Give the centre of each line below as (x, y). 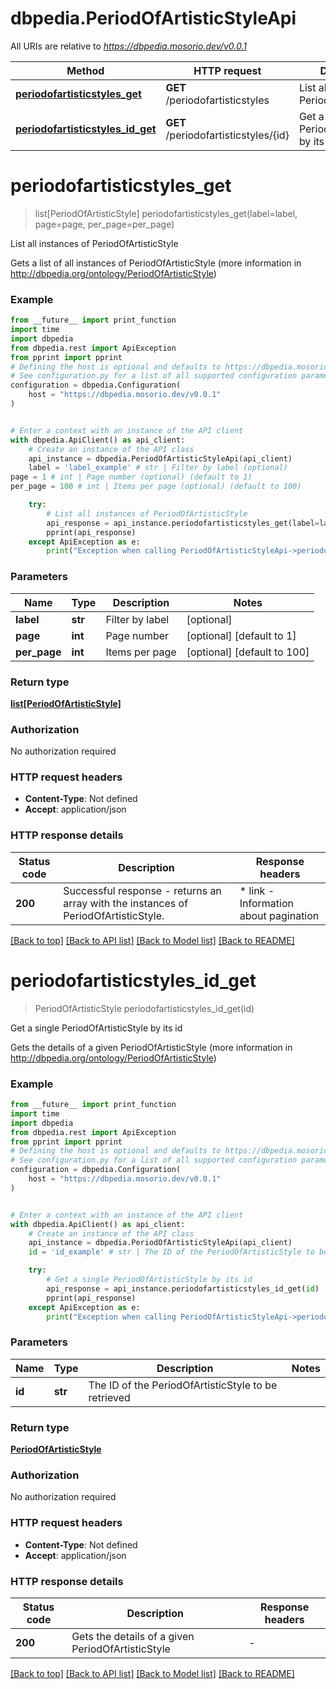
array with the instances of (126, 903)
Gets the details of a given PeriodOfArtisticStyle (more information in (151, 1047)
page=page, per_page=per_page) (104, 224)
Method (85, 70)
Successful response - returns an (142, 890)
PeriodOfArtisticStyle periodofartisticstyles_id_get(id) (144, 1008)
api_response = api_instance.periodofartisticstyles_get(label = (183, 523)
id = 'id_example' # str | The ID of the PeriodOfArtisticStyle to (171, 1252)
